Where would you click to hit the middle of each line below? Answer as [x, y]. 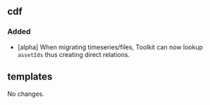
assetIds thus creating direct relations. [74, 54]
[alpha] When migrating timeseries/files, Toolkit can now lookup [110, 47]
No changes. [26, 94]
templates [30, 77]
